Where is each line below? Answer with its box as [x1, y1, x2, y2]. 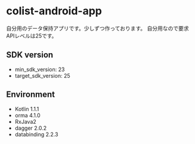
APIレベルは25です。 [6, 32, 57, 39]
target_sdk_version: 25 [14, 72, 70, 79]
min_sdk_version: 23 [14, 66, 65, 73]
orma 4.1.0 [14, 112, 41, 119]
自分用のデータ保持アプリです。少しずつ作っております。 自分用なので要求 [6, 24, 189, 32]
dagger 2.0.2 [14, 124, 47, 131]
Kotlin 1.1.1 [14, 105, 39, 112]
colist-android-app [6, 4, 103, 18]
